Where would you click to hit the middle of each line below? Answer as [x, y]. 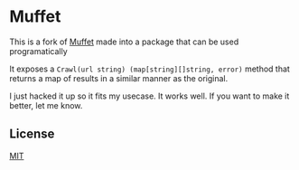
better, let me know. [46, 105]
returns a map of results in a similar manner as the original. [119, 78]
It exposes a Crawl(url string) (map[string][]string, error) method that [150, 69]
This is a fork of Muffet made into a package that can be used [124, 42]
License [32, 134]
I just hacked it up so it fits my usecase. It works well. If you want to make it [149, 96]
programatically [38, 51]
